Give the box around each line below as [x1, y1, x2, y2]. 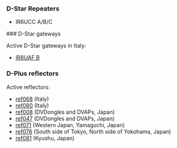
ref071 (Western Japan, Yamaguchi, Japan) [15, 121, 125, 128]
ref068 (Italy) [15, 95, 49, 103]
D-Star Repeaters [6, 4, 60, 13]
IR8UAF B [15, 54, 40, 61]
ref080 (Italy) [15, 101, 49, 109]
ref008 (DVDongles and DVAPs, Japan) [15, 108, 115, 115]
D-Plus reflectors [6, 69, 59, 78]
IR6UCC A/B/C [15, 18, 53, 26]
